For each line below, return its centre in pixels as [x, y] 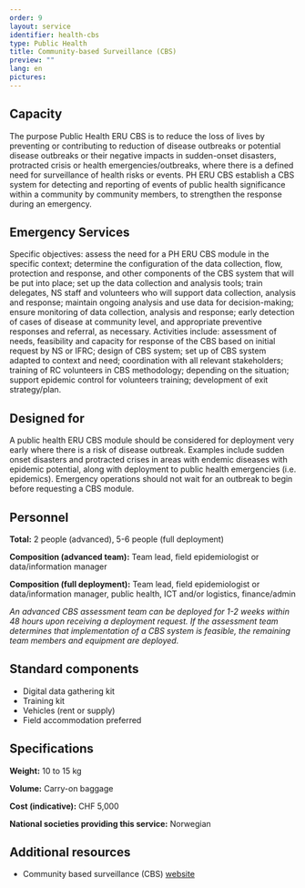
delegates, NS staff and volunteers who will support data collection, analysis [152, 293]
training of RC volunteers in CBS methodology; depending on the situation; [149, 371]
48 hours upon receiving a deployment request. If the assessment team [144, 621]
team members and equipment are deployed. [94, 640]
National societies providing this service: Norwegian [110, 823]
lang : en [26, 69]
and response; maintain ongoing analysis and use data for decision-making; [152, 302]
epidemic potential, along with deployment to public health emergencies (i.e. [153, 469]
